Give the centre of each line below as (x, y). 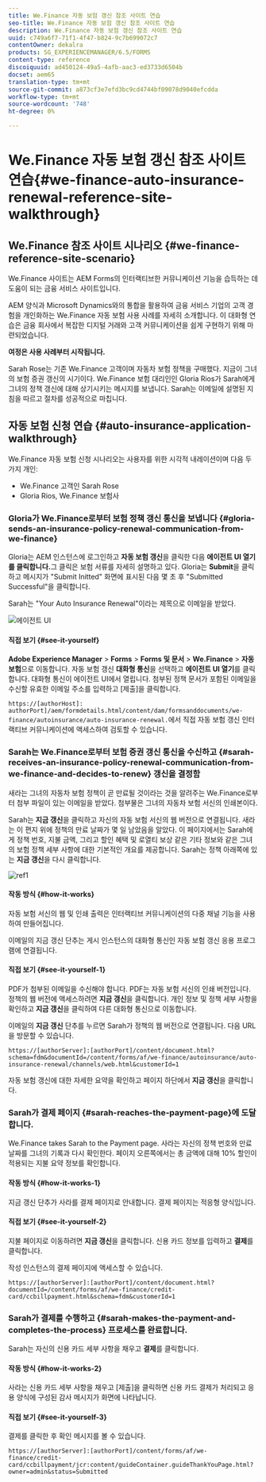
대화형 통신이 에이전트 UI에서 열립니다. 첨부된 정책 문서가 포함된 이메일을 (144, 679)
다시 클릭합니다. (77, 859)
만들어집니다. (43, 923)
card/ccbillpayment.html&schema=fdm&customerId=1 (92, 1296)
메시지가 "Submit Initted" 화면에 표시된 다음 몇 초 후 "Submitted (123, 577)
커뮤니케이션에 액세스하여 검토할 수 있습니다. (98, 729)
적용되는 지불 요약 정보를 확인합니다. (64, 1163)
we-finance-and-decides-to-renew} (80, 774)
